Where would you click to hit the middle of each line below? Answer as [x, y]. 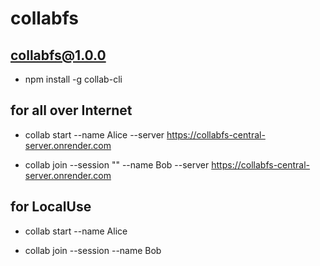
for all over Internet [71, 110]
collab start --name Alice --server [94, 134]
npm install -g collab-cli [73, 79]
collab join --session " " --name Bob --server [117, 164]
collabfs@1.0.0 [58, 55]
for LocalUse [51, 207]
